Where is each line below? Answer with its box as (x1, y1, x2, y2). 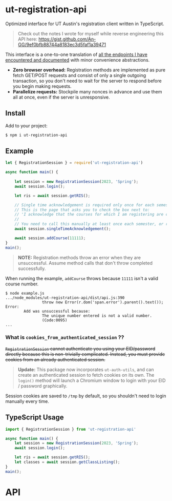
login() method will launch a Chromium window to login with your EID (17, 377, 166, 383)
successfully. (17, 265, 46, 272)
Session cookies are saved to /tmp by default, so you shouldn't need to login (5, 393, 166, 399)
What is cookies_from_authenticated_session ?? (5, 334, 124, 341)
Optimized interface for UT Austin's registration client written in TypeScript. (5, 21, 165, 27)
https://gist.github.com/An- (38, 36, 96, 42)
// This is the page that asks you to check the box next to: (14, 207, 150, 213)
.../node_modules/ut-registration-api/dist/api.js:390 (5, 295, 125, 300)
